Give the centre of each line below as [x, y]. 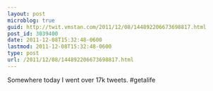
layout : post [26, 14]
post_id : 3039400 [33, 34]
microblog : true [31, 20]
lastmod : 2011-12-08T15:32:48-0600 [60, 47]
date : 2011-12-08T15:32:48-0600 [55, 40]
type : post [23, 54]
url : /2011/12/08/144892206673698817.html [71, 60]
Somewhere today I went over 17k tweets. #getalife [81, 80]
